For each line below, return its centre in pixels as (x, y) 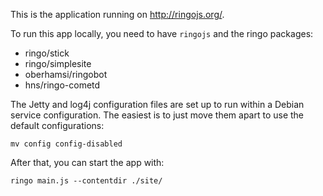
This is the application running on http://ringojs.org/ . (117, 14)
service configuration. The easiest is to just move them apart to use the (157, 115)
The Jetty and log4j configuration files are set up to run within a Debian (157, 104)
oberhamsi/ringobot (66, 74)
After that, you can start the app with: (87, 162)
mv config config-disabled (66, 144)
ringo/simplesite (58, 63)
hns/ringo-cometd (62, 85)
